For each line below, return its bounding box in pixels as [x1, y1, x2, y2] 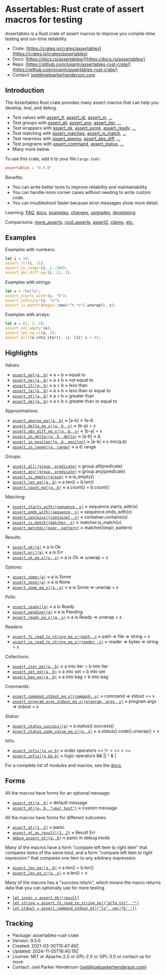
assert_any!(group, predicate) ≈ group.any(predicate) [12, 468, 125, 474]
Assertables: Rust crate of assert [5, 3, 144, 15]
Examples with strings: [5, 279, 52, 285]
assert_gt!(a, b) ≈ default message [12, 799, 88, 805]
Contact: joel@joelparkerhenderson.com [12, 72, 96, 78]
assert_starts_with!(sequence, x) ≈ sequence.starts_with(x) [12, 503, 138, 509]
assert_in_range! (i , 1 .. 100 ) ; [5, 266, 68, 270]
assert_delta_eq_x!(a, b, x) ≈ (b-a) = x [12, 423, 96, 429]
